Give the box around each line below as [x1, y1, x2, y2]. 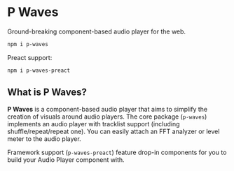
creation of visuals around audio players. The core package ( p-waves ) [7, 112, 207, 121]
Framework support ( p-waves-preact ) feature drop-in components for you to [7, 148, 227, 156]
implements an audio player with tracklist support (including [7, 119, 180, 128]
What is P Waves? [7, 87, 88, 98]
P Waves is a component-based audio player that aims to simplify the [7, 105, 208, 113]
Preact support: [7, 53, 53, 61]
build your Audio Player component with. [7, 155, 125, 164]
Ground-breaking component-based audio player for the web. [7, 27, 186, 36]
